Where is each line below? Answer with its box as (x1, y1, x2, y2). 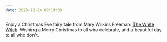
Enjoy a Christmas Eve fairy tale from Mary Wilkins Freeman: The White (5, 21, 155, 27)
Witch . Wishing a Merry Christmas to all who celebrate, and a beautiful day (5, 26, 162, 33)
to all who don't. (5, 32, 39, 38)
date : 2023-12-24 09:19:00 (5, 7, 62, 13)
